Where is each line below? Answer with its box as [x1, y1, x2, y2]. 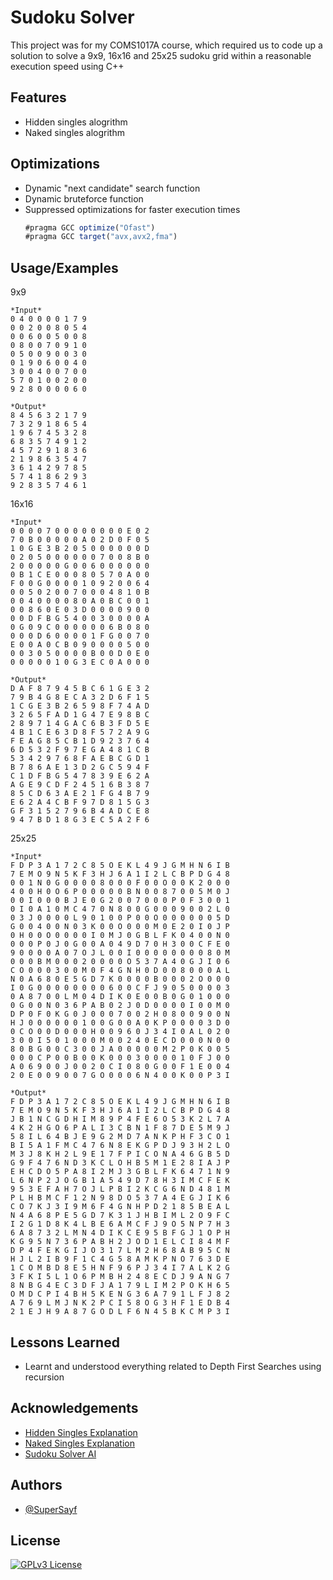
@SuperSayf [24, 1503, 78, 1515]
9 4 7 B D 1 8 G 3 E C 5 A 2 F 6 [10, 815, 150, 825]
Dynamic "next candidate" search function [24, 182, 201, 194]
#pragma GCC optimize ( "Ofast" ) [24, 222, 156, 233]
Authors [10, 1477, 63, 1494]
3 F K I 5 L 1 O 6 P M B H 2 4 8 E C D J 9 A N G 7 [10, 1272, 230, 1282]
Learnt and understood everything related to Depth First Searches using [24, 1360, 322, 1372]
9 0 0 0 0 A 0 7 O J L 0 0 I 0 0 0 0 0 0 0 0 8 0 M [10, 948, 230, 958]
